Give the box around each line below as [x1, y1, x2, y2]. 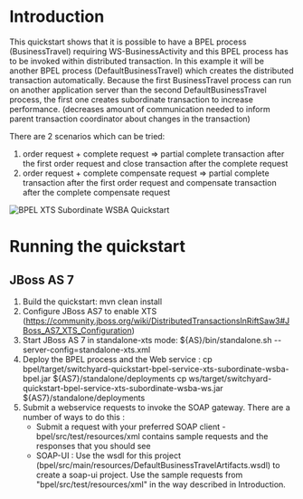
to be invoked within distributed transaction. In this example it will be [9, 55, 265, 66]
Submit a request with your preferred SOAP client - [35, 421, 226, 432]
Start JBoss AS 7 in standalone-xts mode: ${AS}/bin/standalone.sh [22, 334, 273, 345]
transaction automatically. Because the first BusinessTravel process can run [9, 74, 292, 85]
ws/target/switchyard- [188, 373, 272, 384]
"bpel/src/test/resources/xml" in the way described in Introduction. [35, 478, 287, 490]
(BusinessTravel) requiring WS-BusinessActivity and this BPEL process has [9, 45, 289, 56]
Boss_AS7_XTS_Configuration [22, 324, 133, 336]
